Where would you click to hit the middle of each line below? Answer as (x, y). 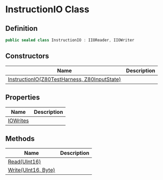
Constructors (27, 56)
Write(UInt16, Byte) (32, 170)
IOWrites (19, 121)
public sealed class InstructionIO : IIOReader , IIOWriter (70, 40)
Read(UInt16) (24, 162)
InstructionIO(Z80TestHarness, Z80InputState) (65, 79)
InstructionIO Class (47, 9)
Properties (23, 98)
